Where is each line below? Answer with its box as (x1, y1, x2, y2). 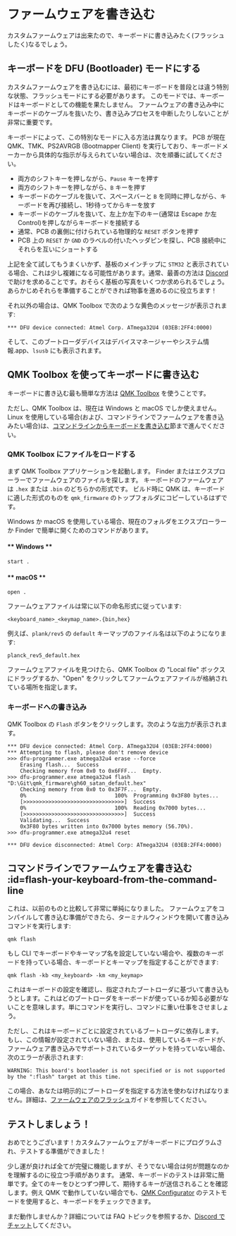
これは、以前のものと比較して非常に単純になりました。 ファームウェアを (7, 904, 219, 913)
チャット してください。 (7, 1221, 75, 1230)
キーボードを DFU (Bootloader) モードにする (7, 63, 201, 75)
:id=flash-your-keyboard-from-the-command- (7, 874, 218, 886)
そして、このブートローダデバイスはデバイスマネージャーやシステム (7, 337, 204, 345)
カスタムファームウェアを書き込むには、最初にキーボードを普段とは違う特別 (7, 82, 229, 91)
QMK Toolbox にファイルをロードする (7, 449, 136, 459)
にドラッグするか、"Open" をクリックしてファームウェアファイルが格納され (7, 674, 228, 683)
